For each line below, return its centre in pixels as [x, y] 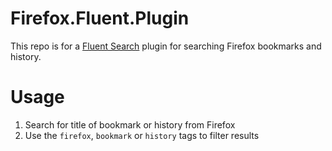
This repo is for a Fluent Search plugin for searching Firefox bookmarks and [166, 46]
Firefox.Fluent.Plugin [100, 18]
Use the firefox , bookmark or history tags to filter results [142, 135]
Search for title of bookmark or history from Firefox [130, 124]
